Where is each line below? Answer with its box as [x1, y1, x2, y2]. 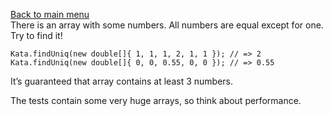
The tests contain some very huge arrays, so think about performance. [10, 95, 302, 106]
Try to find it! [10, 30, 63, 41]
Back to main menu [10, 9, 90, 20]
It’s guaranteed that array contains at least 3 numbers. [10, 75, 234, 87]
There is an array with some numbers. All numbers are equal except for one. [10, 19, 324, 31]
